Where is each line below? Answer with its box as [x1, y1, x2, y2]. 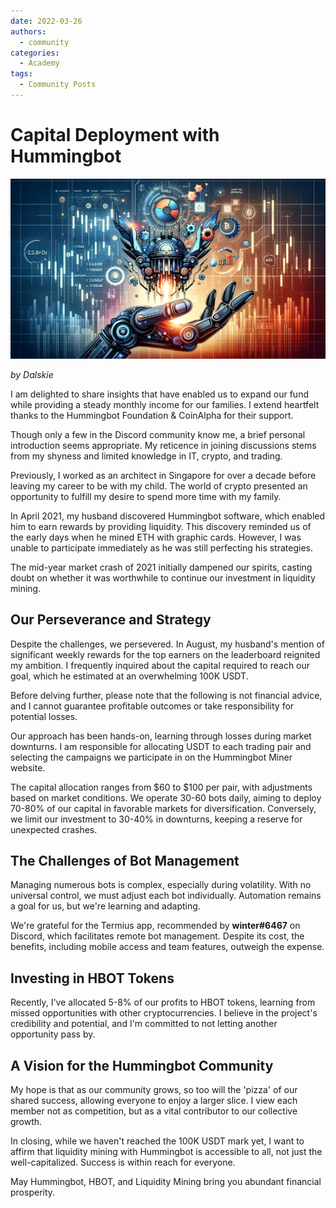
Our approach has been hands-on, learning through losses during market [10, 730, 312, 742]
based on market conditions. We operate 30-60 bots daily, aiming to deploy [10, 791, 322, 804]
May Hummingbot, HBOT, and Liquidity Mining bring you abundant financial [10, 1175, 322, 1187]
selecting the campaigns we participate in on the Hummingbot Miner [10, 751, 293, 763]
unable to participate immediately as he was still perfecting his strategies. [10, 541, 314, 554]
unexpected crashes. [10, 823, 98, 835]
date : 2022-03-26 [10, 16, 83, 26]
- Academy [19, 58, 60, 69]
